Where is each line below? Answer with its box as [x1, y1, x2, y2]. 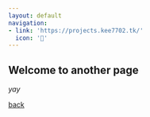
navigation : [8, 19, 48, 27]
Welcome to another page [8, 63, 139, 76]
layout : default [8, 11, 62, 20]
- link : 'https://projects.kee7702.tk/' [8, 26, 144, 34]
